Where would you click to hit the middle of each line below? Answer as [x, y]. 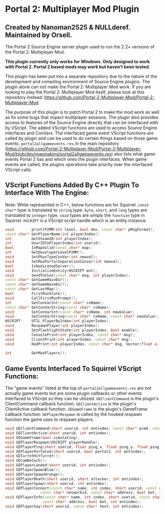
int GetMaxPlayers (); [36, 353]
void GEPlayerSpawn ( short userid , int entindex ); [57, 483]
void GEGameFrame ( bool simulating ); [42, 438]
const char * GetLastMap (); [33, 289]
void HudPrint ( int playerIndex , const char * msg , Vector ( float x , [82, 344]
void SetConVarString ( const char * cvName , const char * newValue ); [82, 316]
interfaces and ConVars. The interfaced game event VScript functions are [79, 133]
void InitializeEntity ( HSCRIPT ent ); [51, 271]
